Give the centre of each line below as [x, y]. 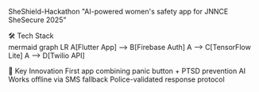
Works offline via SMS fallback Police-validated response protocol [116, 79]
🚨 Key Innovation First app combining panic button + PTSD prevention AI [127, 71]
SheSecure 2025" [37, 20]
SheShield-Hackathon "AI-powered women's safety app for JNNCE [118, 11]
